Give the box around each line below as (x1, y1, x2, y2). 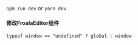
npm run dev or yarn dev (6, 5, 67, 12)
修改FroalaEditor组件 (6, 19, 60, 26)
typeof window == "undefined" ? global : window (6, 33, 132, 40)
